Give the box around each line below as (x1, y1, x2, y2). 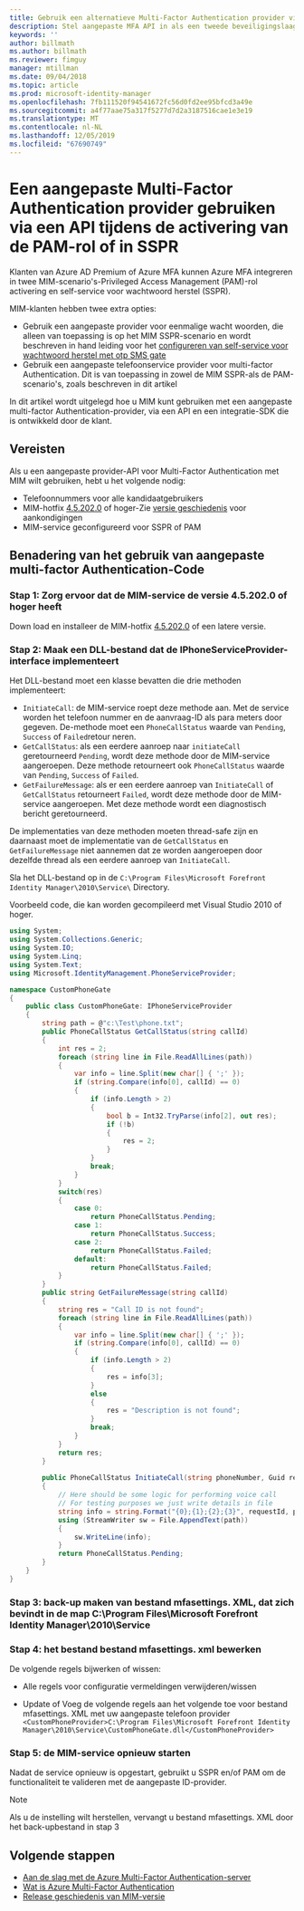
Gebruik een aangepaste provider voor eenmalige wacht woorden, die (22, 321, 284, 331)
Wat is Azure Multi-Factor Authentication (22, 1881, 175, 1893)
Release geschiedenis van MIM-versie (22, 1891, 166, 1902)
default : (73, 1254, 107, 1263)
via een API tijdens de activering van (9, 216, 290, 237)
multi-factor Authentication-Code (9, 562, 205, 577)
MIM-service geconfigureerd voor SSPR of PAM (22, 522, 202, 533)
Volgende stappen (9, 1848, 116, 1863)
